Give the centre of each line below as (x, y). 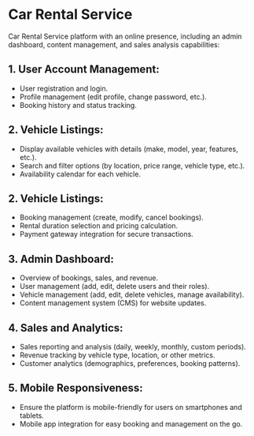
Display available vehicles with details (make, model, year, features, (129, 149)
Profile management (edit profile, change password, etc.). (113, 97)
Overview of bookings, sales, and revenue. (89, 278)
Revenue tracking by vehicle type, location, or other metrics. (117, 355)
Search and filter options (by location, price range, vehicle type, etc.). (132, 165)
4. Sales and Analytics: (66, 328)
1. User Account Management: (84, 70)
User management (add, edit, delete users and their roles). (114, 286)
